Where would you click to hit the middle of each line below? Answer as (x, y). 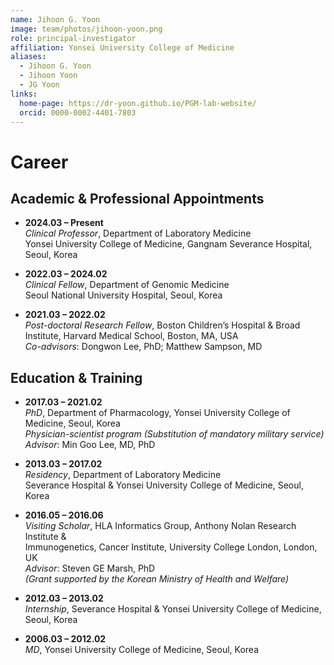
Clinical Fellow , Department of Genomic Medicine (127, 285)
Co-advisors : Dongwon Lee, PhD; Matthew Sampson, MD (143, 347)
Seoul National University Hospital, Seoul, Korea (123, 295)
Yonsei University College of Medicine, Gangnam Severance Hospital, (168, 244)
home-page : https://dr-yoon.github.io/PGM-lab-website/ (138, 103)
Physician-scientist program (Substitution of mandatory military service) (174, 434)
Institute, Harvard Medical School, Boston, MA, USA (131, 336)
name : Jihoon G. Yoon (55, 19)
